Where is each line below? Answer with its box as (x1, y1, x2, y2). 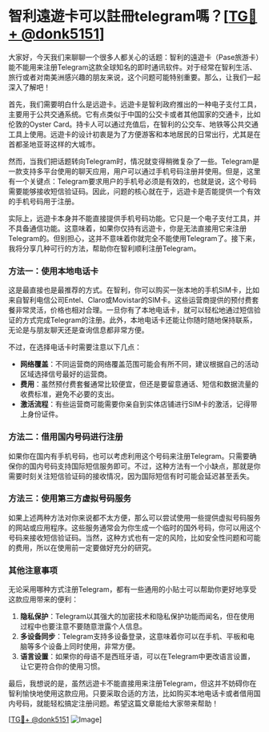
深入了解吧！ (8, 82, 50, 92)
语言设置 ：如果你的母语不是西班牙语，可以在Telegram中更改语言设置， (19, 652, 255, 662)
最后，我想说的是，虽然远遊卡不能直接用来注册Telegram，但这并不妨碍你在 (8, 678, 257, 689)
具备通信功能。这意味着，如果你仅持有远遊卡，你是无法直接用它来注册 (14, 223, 247, 233)
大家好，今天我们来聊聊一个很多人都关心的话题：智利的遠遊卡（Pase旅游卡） (8, 52, 260, 62)
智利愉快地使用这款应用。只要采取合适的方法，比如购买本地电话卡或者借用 (8, 689, 254, 698)
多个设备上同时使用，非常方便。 (34, 642, 140, 651)
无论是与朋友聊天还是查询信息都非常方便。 (8, 325, 149, 335)
